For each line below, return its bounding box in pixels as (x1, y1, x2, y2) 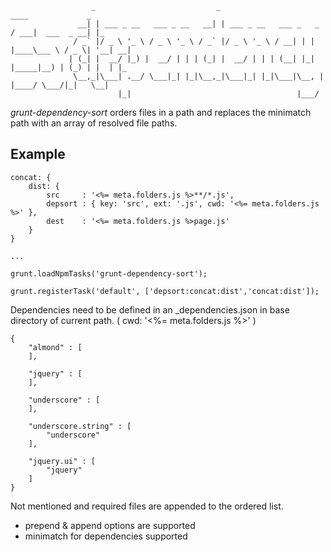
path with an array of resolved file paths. (10, 117, 178, 129)
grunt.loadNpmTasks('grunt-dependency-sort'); (10, 268, 208, 279)
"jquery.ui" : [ (28, 456, 97, 466)
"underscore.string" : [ (28, 421, 132, 431)
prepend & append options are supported (24, 519, 196, 531)
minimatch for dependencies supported (24, 530, 188, 542)
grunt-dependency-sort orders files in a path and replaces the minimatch (10, 107, 312, 118)
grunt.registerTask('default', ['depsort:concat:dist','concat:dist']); (10, 286, 320, 296)
